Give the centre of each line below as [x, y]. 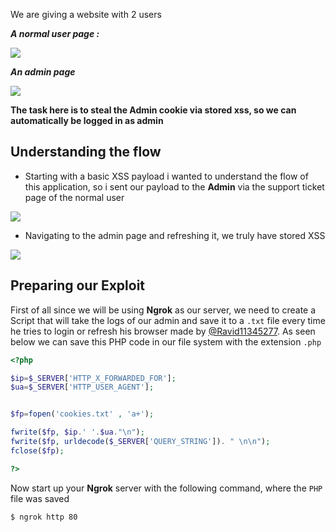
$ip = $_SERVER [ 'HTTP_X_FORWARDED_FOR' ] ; [93, 378]
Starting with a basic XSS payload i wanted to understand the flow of [166, 176]
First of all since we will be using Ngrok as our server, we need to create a [163, 310]
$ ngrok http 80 [44, 517]
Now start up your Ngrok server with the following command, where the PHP [166, 488]
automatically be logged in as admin [87, 120]
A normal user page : [55, 33]
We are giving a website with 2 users [86, 14]
